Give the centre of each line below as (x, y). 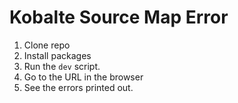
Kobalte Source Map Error (119, 17)
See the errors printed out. (78, 87)
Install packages (57, 55)
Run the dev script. (62, 66)
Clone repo (47, 45)
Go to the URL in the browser (83, 77)
